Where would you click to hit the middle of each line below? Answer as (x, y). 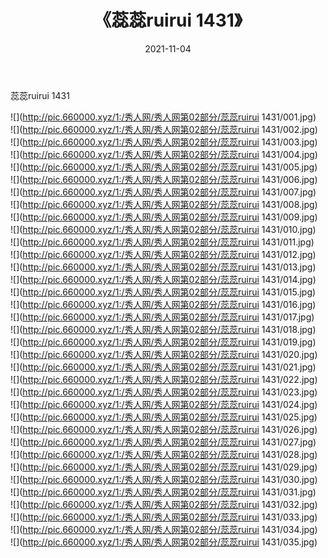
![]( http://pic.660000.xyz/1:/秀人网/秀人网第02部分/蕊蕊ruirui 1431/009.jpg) (164, 217)
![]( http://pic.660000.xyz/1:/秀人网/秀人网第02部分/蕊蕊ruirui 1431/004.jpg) (164, 154)
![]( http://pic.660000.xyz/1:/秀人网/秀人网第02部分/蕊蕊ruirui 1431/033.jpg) (164, 517)
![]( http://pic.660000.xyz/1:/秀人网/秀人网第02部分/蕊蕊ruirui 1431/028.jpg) (164, 454)
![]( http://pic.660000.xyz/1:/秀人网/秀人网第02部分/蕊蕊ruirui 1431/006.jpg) (164, 179)
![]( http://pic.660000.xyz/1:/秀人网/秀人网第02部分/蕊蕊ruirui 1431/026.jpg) (164, 429)
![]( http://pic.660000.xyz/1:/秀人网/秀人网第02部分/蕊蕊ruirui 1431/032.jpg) (164, 504)
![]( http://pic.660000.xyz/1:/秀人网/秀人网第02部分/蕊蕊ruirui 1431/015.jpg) (163, 292)
